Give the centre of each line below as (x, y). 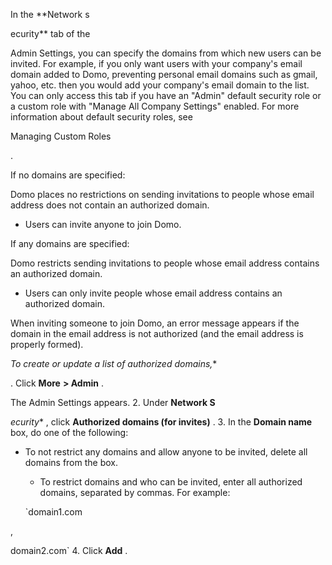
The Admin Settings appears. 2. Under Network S (113, 402)
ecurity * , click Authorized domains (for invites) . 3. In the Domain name (161, 422)
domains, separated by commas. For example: (135, 492)
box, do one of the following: (69, 432)
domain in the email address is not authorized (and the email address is (157, 333)
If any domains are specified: (70, 243)
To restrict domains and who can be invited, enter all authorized (171, 482)
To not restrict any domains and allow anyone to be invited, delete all (166, 452)
